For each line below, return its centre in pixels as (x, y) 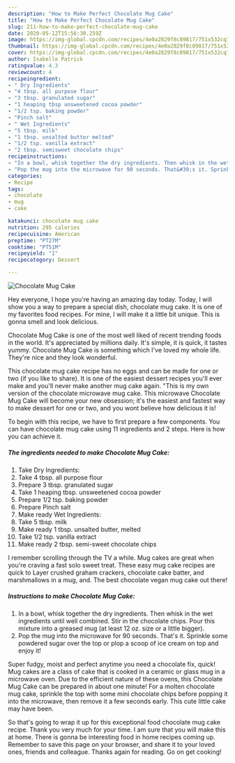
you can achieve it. (35, 436)
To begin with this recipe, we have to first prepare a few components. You (114, 422)
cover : (17, 53)
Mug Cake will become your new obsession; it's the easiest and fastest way (117, 401)
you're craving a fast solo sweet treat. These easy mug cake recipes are (112, 565)
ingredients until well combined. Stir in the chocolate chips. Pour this (116, 621)
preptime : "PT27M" (35, 240)
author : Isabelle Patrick (45, 59)
